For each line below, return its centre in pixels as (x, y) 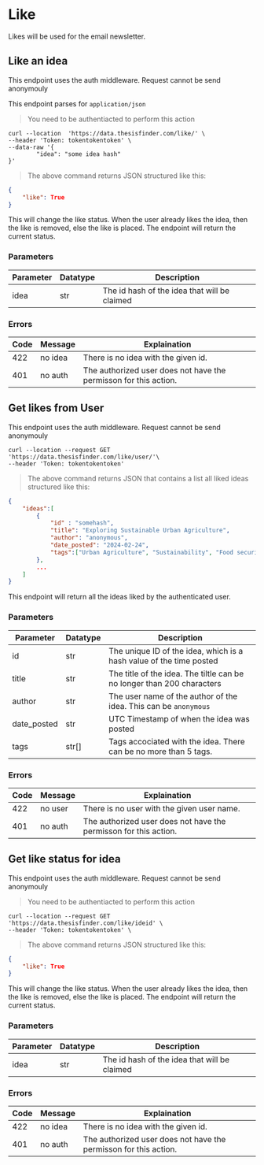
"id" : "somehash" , (82, 523)
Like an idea (38, 61)
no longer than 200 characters (165, 683)
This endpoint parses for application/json (77, 103)
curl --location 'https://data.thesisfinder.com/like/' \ (107, 133)
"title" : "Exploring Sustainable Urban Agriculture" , (140, 531)
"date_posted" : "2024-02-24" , (99, 545)
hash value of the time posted (163, 661)
